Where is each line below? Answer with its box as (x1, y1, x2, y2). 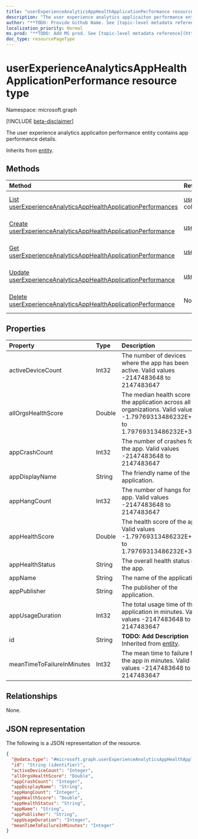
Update (9, 268, 29, 277)
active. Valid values (121, 366, 175, 374)
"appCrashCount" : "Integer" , (11, 778, 83, 785)
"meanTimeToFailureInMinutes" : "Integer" (11, 822, 115, 828)
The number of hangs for (121, 486, 191, 494)
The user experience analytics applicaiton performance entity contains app (6, 129, 189, 136)
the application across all (121, 398, 191, 406)
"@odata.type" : (11, 757, 49, 763)
